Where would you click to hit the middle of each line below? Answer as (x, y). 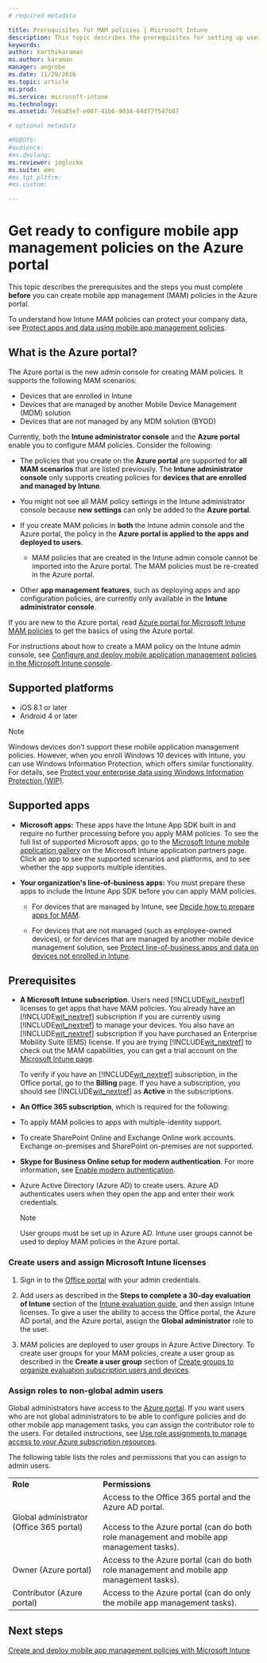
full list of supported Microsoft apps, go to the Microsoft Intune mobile (135, 842)
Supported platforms (61, 689)
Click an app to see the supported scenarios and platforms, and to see (135, 859)
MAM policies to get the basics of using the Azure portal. (101, 631)
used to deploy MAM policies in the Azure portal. (100, 1242)
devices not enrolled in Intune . (81, 956)
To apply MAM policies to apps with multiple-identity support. (121, 1122)
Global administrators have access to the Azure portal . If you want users (126, 1407)
